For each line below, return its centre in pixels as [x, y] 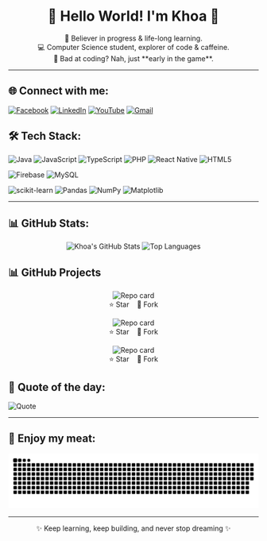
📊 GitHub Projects [55, 272]
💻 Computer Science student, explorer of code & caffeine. [133, 47]
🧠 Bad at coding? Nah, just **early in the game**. [133, 58]
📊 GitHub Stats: [49, 223]
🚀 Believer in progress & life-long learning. [133, 38]
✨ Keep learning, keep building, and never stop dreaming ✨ [133, 528]
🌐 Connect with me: [58, 91]
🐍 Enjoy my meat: [52, 439]
